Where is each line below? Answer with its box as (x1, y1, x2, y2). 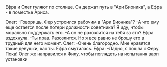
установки (5, 56, 28, 62)
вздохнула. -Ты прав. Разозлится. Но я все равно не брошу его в (5, 35, 144, 41)
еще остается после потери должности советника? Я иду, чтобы (5, 24, 144, 30)
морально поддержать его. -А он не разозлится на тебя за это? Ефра (5, 30, 154, 35)
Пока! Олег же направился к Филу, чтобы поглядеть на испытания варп (5, 51, 159, 57)
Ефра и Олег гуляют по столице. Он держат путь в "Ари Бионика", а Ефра (5, 4, 162, 10)
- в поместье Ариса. (5, 9, 49, 15)
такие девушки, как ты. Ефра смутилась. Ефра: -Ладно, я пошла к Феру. (5, 46, 160, 51)
